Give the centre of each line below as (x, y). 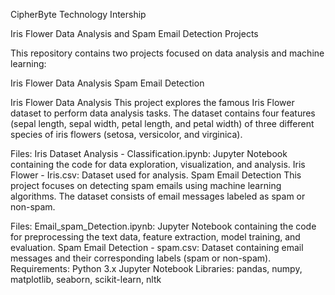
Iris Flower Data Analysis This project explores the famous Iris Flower (152, 102)
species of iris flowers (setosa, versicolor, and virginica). (126, 134)
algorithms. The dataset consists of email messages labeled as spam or (158, 196)
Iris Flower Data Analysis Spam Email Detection (107, 83)
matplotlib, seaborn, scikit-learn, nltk (86, 279)
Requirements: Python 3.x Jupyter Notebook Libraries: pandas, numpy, (156, 268)
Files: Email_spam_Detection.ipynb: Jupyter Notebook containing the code (163, 226)
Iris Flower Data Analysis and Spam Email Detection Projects (134, 33)
